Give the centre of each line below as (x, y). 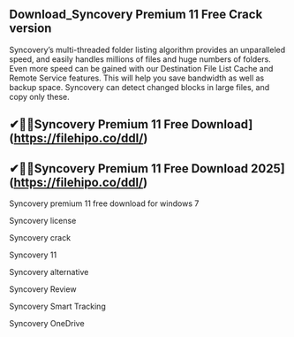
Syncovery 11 (33, 255)
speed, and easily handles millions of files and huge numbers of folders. (140, 59)
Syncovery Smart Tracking (57, 306)
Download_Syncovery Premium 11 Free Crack (136, 15)
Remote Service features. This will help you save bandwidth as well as (137, 78)
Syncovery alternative (49, 272)
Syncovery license (43, 221)
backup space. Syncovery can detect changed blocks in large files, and (139, 87)
